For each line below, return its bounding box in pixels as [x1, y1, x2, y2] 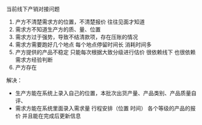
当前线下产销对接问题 [6, 5, 60, 12]
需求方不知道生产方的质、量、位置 [15, 26, 101, 33]
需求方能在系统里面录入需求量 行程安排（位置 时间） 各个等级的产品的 [15, 105, 190, 112]
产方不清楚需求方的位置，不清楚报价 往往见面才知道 [15, 18, 145, 25]
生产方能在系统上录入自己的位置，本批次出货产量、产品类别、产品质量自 [15, 90, 197, 96]
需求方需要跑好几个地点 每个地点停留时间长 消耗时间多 [15, 41, 152, 48]
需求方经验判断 [15, 56, 53, 63]
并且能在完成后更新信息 [22, 112, 81, 120]
